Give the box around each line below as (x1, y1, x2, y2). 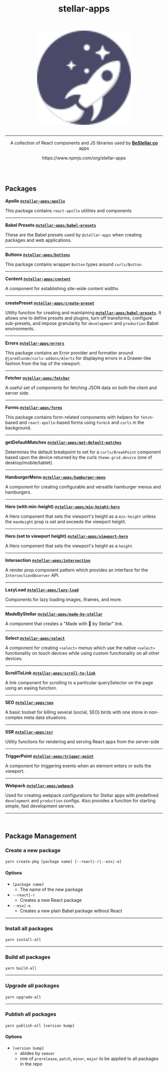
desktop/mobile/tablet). (5, 459, 53, 465)
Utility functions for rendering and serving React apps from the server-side (5, 739, 159, 745)
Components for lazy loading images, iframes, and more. (5, 596, 122, 603)
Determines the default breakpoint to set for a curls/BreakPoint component (5, 449, 161, 455)
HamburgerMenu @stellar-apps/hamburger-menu (5, 474, 106, 480)
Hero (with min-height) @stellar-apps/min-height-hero (5, 503, 120, 510)
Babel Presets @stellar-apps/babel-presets (5, 222, 96, 228)
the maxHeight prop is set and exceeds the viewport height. (5, 518, 126, 525)
